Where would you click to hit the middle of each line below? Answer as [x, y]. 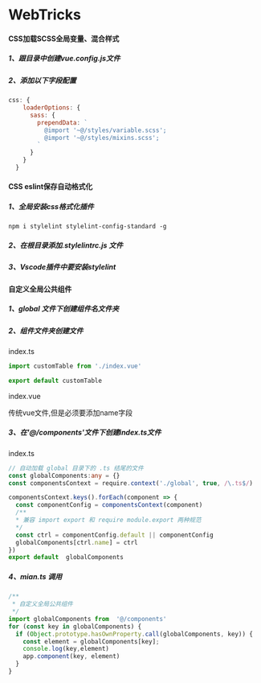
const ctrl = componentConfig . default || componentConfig [115, 535]
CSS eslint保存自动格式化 [51, 187]
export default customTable [55, 381]
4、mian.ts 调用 [35, 576]
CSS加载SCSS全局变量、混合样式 [64, 39]
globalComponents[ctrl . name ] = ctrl [77, 542]
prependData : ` [63, 122]
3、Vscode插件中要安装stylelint [62, 267]
